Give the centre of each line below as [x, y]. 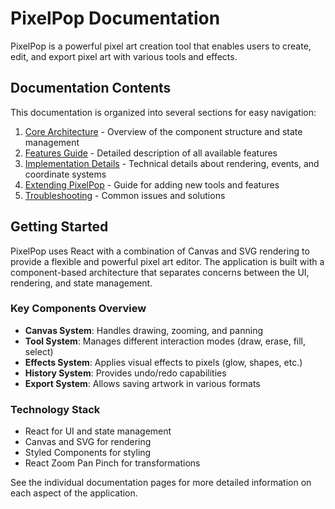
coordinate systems [65, 174]
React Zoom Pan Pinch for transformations [112, 463]
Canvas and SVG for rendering [88, 442]
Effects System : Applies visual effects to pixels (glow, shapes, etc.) [163, 362]
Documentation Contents [91, 88]
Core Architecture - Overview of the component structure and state [163, 131]
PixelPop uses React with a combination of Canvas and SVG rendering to [160, 251]
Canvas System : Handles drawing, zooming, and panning [143, 330]
